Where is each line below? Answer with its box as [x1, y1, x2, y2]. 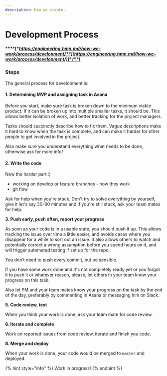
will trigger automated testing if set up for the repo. [5, 247, 110, 253]
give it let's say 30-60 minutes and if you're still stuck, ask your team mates [5, 201, 161, 207]
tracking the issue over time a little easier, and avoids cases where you [5, 231, 151, 237]
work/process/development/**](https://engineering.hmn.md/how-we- [5, 51, 156, 57]
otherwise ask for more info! [5, 148, 63, 154]
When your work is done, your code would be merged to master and [5, 350, 145, 356]
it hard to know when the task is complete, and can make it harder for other [5, 128, 160, 134]
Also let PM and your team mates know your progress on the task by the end [5, 287, 163, 293]
